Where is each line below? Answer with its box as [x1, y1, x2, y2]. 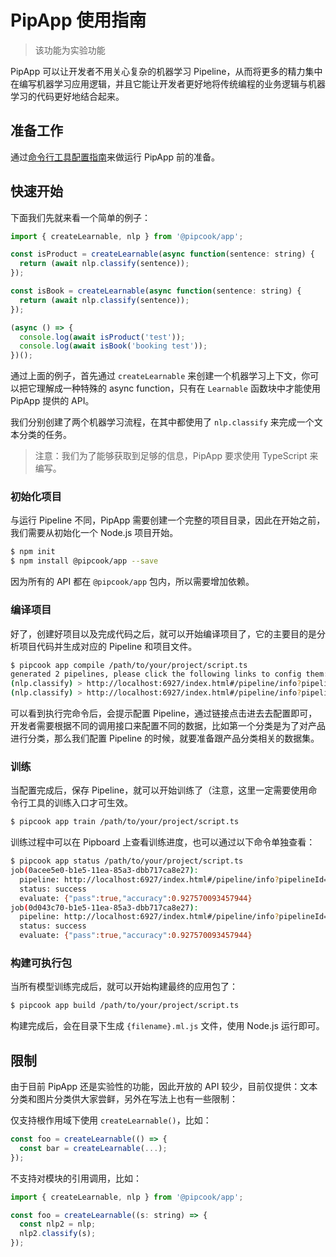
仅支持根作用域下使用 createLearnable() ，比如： [10, 1114, 212, 1126]
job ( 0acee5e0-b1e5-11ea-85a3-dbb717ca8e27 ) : [10, 866, 199, 876]
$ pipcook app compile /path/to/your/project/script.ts [10, 660, 248, 670]
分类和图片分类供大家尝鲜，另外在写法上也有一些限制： [10, 1093, 238, 1105]
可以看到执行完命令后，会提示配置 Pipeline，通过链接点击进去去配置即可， [10, 707, 318, 720]
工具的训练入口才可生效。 [27, 797, 133, 809]
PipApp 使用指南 [10, 9, 147, 32]
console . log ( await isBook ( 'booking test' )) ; [19, 341, 208, 351]
